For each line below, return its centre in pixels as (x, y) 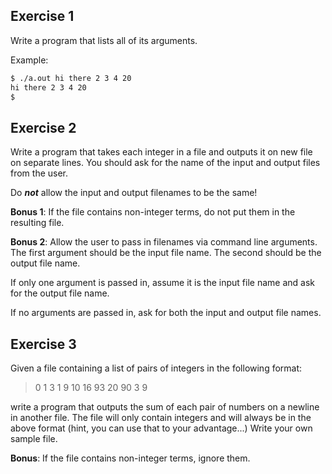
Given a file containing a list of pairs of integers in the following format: (156, 368)
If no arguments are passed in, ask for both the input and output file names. (166, 313)
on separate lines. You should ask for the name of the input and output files (165, 163)
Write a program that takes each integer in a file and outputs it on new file (161, 152)
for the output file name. (60, 293)
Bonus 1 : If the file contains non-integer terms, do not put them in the (153, 212)
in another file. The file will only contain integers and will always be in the (161, 418)
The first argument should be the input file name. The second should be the (166, 253)
